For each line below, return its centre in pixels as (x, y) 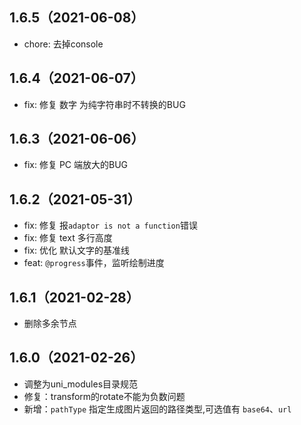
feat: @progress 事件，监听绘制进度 (94, 263)
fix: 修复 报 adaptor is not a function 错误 (110, 225)
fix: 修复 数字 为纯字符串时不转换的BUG (104, 104)
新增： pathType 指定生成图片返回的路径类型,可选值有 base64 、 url (157, 409)
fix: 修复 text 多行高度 (68, 238)
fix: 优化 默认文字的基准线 (76, 250)
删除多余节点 (50, 324)
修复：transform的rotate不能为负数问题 (104, 396)
